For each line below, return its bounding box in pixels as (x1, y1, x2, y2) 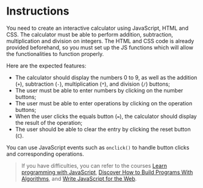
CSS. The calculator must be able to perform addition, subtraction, (6, 30, 174, 38)
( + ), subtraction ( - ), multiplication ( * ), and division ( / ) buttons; (15, 80, 171, 88)
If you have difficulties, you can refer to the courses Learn (21, 162, 168, 169)
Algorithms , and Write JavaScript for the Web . (21, 175, 137, 182)
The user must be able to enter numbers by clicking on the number (15, 86, 183, 94)
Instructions (6, 4, 69, 18)
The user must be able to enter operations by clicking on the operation (15, 99, 193, 107)
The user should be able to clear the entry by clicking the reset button (15, 125, 191, 133)
